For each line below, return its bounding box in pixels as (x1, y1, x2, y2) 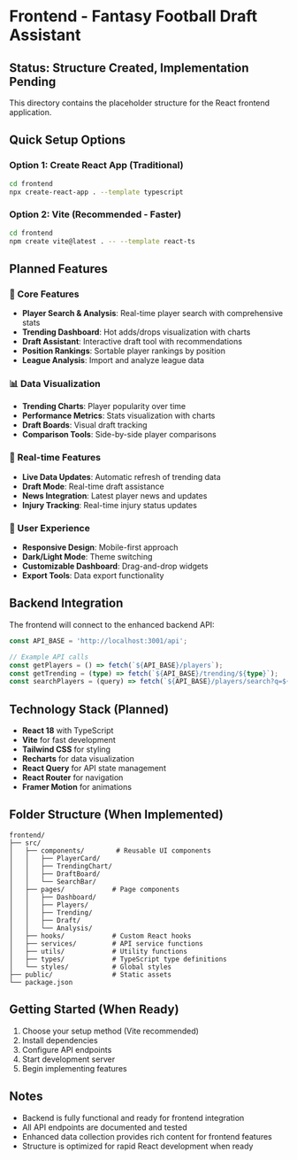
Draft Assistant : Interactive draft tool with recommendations (21, 336, 243, 347)
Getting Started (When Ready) (9, 1002, 179, 1017)
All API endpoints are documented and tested (21, 1122, 187, 1133)
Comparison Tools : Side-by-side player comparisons (21, 429, 217, 440)
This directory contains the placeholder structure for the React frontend (9, 97, 270, 108)
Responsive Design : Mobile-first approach (21, 542, 179, 553)
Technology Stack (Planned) (9, 701, 170, 716)
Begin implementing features (21, 1063, 127, 1073)
